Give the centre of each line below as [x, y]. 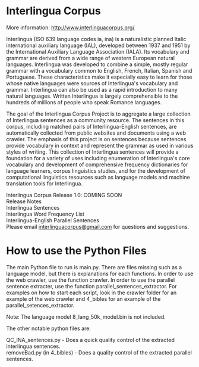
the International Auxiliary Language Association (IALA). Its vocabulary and [98, 51]
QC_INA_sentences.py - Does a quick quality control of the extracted [91, 340]
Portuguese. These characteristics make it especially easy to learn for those [99, 77]
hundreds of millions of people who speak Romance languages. [84, 102]
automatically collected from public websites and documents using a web [96, 133]
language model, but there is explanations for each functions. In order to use [100, 273]
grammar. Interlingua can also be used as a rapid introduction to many [92, 89]
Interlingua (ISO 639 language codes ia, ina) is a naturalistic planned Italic [96, 39]
